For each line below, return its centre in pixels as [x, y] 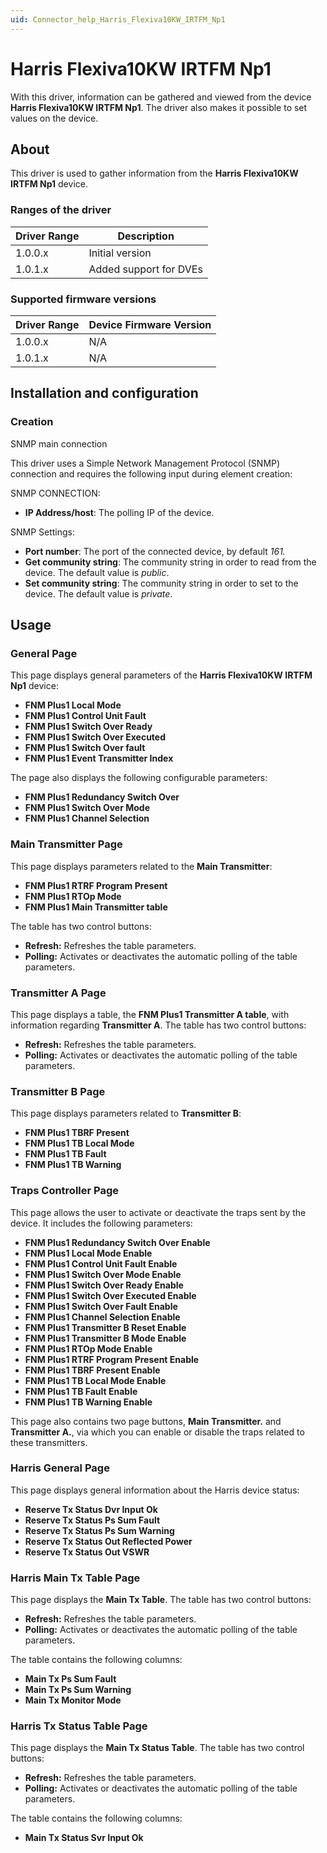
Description [146, 236]
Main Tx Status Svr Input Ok [84, 1838]
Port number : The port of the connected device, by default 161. [155, 551]
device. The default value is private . [98, 593]
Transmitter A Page [58, 993]
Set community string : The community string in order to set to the [161, 583]
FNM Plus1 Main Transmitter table [96, 907]
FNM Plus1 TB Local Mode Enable [95, 1380]
